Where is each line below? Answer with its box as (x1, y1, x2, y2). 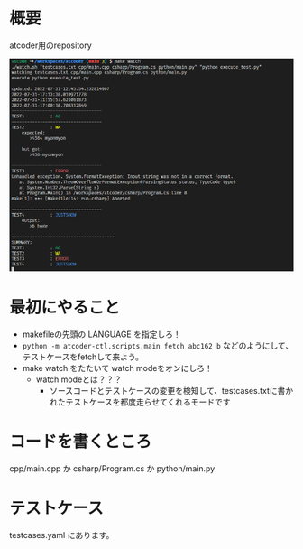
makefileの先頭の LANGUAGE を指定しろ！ (22, 329, 182, 340)
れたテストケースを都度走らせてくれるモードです (49, 396, 231, 407)
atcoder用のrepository (9, 40, 92, 51)
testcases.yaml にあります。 (9, 529, 115, 540)
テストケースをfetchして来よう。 (22, 351, 144, 362)
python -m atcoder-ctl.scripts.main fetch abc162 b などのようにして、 (22, 340, 294, 351)
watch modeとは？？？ (35, 374, 122, 385)
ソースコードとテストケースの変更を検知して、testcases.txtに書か (49, 386, 294, 396)
